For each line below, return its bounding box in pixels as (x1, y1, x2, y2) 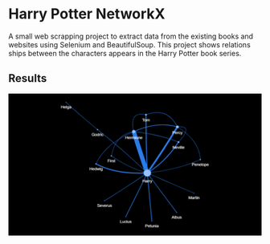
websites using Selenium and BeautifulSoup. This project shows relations (8, 39, 251, 49)
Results (8, 71, 47, 85)
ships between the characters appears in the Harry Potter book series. (8, 48, 242, 58)
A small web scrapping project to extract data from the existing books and (8, 31, 254, 41)
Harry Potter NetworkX (8, 5, 166, 23)
